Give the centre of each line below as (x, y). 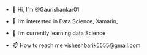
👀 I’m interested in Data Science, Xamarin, (65, 21)
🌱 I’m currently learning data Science (59, 33)
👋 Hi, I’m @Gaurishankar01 (46, 9)
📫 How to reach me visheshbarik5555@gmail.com (76, 45)
